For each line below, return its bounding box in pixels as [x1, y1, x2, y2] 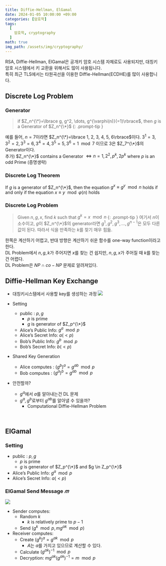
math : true [5, 40, 28, 45]
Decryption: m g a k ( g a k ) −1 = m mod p [19, 554, 96, 561]
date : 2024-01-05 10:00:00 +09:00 [5, 12, 77, 17]
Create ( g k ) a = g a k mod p [19, 536, 74, 543]
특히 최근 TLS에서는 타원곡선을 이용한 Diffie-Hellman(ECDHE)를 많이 [5, 71, 141, 77]
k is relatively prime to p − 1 [27, 519, 83, 525]
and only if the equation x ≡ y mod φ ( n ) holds [5, 190, 100, 196]
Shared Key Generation [12, 353, 60, 359]
